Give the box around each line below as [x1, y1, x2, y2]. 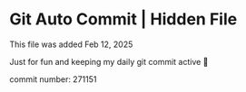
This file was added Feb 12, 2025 [9, 39, 133, 50]
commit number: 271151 [9, 73, 97, 85]
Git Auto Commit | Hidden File [9, 9, 238, 30]
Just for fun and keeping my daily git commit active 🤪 [9, 56, 209, 67]
